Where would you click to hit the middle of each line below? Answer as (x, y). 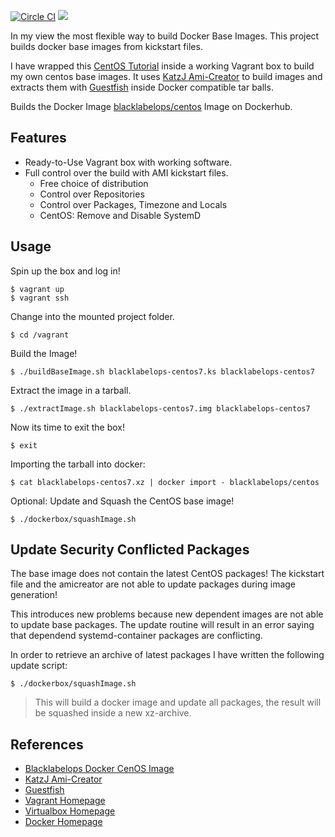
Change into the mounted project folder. (92, 316)
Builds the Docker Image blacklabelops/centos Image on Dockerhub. (151, 106)
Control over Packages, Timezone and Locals (133, 204)
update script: (39, 666)
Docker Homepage (63, 822)
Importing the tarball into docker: (78, 464)
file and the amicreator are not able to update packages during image (153, 584)
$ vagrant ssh (40, 298)
